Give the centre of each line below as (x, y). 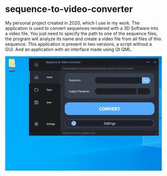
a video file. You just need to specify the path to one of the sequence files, (82, 33)
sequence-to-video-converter (69, 9)
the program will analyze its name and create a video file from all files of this (83, 39)
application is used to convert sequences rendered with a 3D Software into (82, 28)
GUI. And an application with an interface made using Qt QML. (69, 49)
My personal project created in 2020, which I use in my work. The (73, 23)
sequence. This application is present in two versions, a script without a (79, 44)
